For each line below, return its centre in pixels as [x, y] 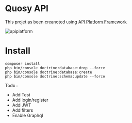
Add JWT [22, 105]
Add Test [21, 94]
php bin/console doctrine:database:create [49, 72]
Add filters [22, 110]
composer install [23, 63]
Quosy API [27, 8]
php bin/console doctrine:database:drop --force [55, 68]
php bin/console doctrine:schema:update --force [55, 76]
